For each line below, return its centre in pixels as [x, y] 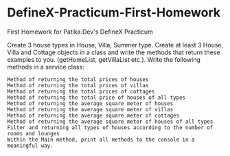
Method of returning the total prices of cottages [81, 91]
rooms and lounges [33, 133]
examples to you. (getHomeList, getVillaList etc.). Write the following [104, 59]
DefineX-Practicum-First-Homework [114, 13]
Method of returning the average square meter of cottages [93, 115]
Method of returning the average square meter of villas [90, 109]
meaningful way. [30, 146]
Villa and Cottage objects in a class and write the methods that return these [114, 52]
